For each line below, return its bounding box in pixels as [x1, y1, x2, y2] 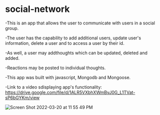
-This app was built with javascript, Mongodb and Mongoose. [5, 74, 131, 80]
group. [5, 25, 19, 31]
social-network [5, 3, 70, 15]
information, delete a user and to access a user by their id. [5, 40, 125, 46]
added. [5, 55, 20, 61]
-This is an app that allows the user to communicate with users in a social [5, 20, 156, 26]
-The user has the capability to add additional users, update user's [5, 35, 142, 41]
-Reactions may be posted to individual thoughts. [5, 65, 106, 71]
